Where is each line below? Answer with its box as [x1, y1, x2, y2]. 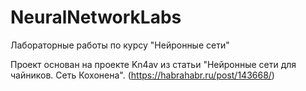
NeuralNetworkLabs [10, 6, 182, 29]
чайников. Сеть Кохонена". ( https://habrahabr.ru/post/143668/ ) [10, 69, 275, 81]
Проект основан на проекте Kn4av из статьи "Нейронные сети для [10, 58, 297, 70]
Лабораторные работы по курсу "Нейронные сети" [10, 39, 230, 51]
